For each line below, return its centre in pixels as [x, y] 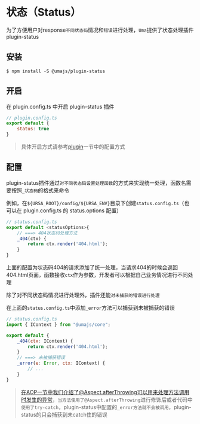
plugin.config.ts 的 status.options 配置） [73, 211]
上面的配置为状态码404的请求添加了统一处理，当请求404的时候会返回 [92, 267]
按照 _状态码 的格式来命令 [40, 190]
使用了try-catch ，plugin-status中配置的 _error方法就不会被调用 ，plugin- [106, 407]
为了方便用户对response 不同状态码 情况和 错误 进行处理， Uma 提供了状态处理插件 [100, 30]
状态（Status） [44, 12]
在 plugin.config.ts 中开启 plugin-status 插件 [60, 106]
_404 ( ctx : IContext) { [45, 341]
